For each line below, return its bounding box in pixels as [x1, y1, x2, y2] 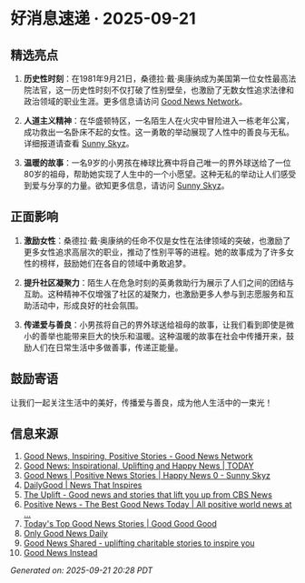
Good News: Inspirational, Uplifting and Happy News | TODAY [23, 460, 254, 471]
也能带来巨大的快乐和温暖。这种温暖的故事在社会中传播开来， [54, 330, 287, 341]
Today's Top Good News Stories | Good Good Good [23, 518, 217, 529]
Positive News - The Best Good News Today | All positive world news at [23, 499, 292, 510]
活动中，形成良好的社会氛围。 [31, 299, 143, 310]
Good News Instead [23, 548, 98, 558]
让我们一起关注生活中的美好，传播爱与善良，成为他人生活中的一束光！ [10, 397, 273, 407]
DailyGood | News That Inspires [23, 479, 143, 491]
